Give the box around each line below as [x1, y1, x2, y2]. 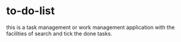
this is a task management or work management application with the [6, 24, 175, 31]
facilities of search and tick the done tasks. [6, 30, 113, 37]
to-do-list [6, 4, 55, 18]
